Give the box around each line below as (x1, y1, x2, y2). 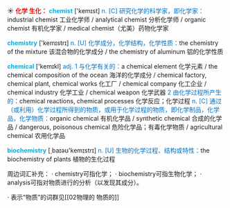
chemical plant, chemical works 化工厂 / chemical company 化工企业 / (7, 80, 206, 87)
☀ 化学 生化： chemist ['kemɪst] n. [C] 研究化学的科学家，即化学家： (7, 7, 204, 15)
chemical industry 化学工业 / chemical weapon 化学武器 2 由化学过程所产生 (7, 88, 222, 96)
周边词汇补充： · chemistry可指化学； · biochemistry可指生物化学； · (7, 170, 202, 177)
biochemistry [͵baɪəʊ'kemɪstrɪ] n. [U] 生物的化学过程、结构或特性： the (7, 146, 210, 155)
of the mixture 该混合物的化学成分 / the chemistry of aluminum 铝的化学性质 (7, 48, 224, 55)
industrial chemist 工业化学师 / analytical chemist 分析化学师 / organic (7, 15, 206, 24)
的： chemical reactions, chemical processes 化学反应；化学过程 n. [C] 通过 (7, 97, 222, 105)
